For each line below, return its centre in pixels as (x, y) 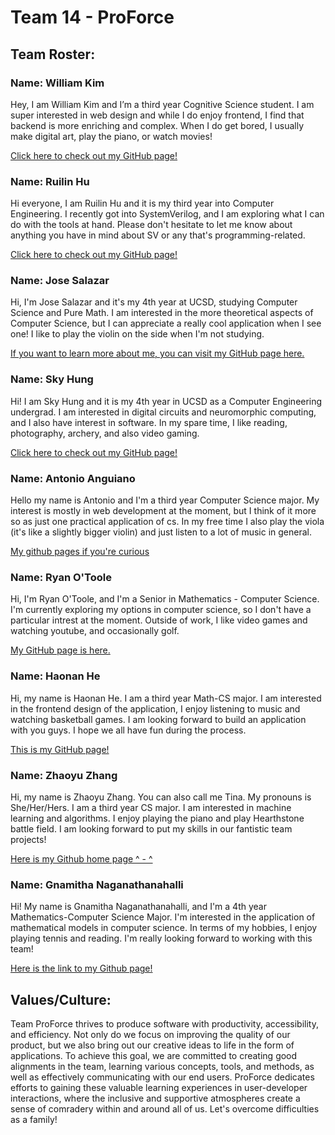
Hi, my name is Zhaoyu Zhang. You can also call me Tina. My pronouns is (161, 797)
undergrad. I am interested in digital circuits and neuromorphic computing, (163, 412)
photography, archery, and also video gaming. (105, 433)
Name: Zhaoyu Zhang (64, 775)
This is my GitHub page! (60, 749)
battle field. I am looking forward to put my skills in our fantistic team (151, 828)
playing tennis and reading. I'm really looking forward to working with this (161, 938)
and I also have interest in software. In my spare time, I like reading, (149, 422)
